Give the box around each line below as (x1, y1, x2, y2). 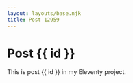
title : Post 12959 (7, 16, 60, 23)
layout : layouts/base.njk (7, 10, 81, 17)
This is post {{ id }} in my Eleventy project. (7, 68, 127, 76)
